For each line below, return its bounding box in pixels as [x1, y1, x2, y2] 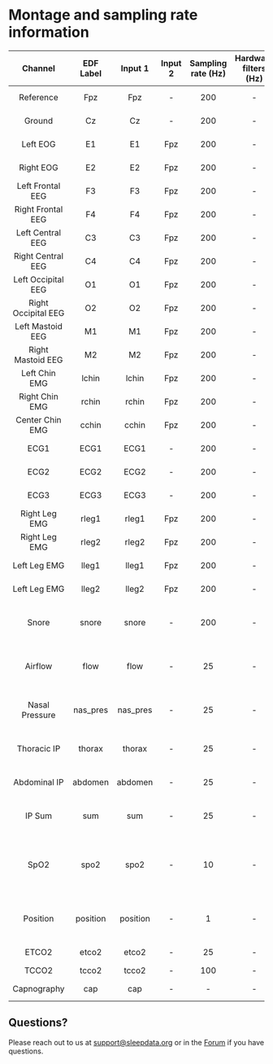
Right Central [13, 250, 63, 261]
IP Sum [24, 810, 53, 821]
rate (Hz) [190, 68, 226, 79]
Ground [24, 115, 54, 126]
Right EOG [19, 161, 58, 173]
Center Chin [15, 414, 63, 425]
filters [242, 63, 266, 74]
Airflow [24, 660, 53, 672]
